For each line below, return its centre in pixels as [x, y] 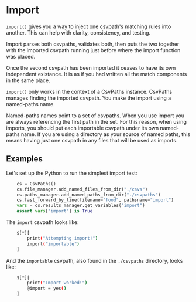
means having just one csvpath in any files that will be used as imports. [92, 140]
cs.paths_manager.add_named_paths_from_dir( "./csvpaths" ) [89, 195]
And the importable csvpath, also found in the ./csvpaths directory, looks [94, 260]
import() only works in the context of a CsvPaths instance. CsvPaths [89, 91]
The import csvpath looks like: [42, 222]
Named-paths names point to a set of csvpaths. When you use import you [95, 116]
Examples [24, 159]
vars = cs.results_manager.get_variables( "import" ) [81, 206]
